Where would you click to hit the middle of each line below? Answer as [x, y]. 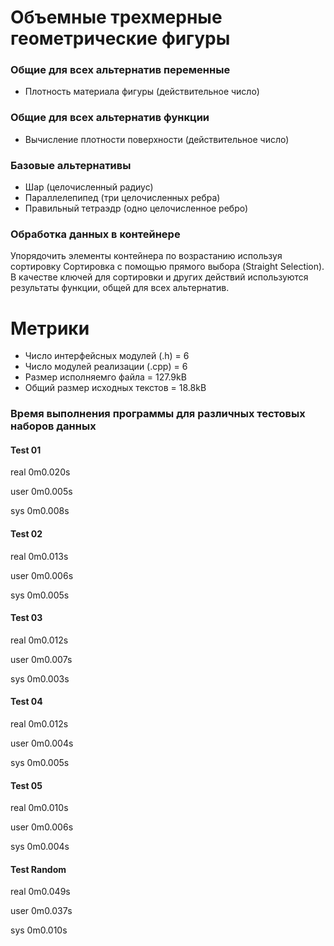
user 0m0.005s [41, 492]
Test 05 [26, 785]
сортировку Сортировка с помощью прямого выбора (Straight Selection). [167, 267]
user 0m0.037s [41, 911]
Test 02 [26, 534]
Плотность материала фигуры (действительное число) [142, 92]
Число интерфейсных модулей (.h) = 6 [107, 356]
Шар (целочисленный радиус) [89, 187]
